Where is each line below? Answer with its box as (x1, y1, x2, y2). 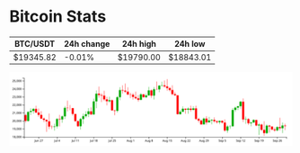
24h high (121, 39, 157, 49)
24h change (64, 39, 110, 49)
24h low (173, 39, 206, 49)
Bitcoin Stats (9, 6, 107, 27)
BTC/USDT (14, 39, 56, 49)
